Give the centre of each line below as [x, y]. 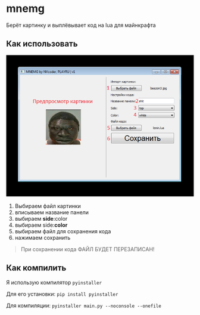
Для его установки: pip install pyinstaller [62, 294]
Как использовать [42, 44]
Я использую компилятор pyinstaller [54, 282]
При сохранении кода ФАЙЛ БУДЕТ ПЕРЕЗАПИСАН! [87, 249]
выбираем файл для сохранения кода [63, 231]
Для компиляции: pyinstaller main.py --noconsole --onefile [84, 305]
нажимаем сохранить [43, 237]
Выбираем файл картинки [48, 206]
